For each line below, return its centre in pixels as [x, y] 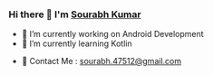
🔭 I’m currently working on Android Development [113, 34]
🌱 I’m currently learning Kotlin [77, 43]
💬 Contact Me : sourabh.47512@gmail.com [102, 61]
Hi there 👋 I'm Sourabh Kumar [75, 14]
